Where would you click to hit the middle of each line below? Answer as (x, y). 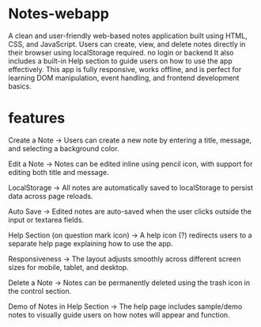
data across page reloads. (51, 196)
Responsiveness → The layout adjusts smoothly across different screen (125, 259)
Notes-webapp (59, 14)
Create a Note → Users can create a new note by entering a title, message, (130, 140)
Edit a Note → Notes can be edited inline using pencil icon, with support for (130, 164)
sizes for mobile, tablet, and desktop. (68, 267)
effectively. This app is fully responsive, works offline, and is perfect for (125, 69)
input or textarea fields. (46, 219)
